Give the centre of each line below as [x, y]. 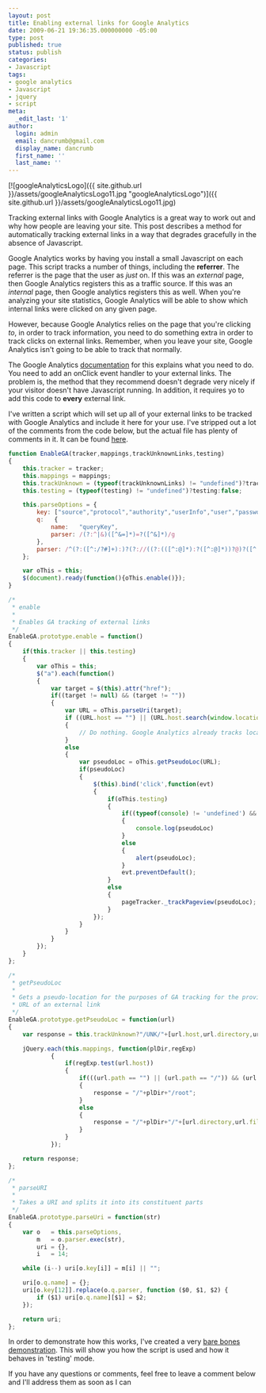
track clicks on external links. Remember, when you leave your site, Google [131, 341]
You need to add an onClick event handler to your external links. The [120, 373]
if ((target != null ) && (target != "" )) [118, 696]
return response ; [51, 1158]
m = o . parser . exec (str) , [81, 1239]
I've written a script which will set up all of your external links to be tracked [130, 414]
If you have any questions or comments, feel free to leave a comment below [132, 1374]
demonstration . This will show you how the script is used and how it [119, 1350]
